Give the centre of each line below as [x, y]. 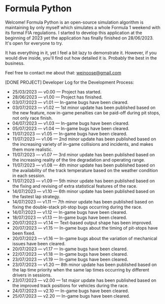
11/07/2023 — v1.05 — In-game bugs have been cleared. [70, 134]
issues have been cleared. [39, 243]
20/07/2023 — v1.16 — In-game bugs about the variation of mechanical [85, 238]
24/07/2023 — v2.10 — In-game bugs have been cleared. [70, 291]
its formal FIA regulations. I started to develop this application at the [74, 33]
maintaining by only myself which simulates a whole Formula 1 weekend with [83, 27]
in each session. [29, 175]
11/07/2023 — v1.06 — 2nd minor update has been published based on [84, 139]
